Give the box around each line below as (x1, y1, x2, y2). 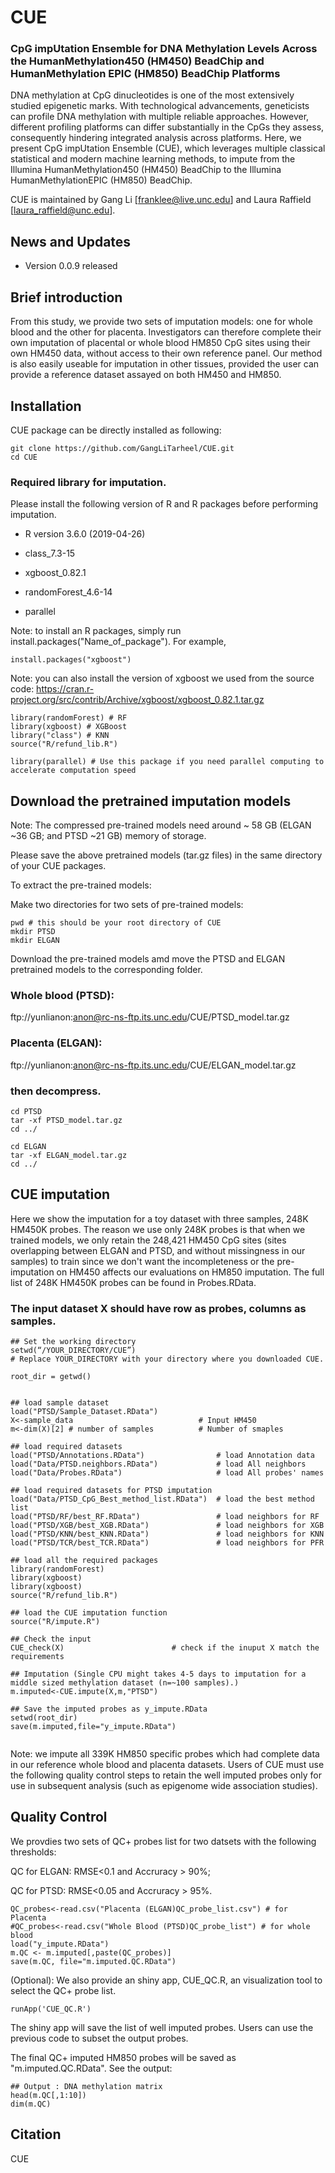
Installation (10, 397, 82, 415)
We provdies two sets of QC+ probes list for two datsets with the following (10, 1835, 317, 1847)
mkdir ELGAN (10, 936, 60, 946)
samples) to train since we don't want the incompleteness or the (10, 1255, 275, 1267)
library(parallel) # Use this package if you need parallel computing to (10, 757, 325, 767)
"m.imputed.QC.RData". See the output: (10, 2062, 173, 2074)
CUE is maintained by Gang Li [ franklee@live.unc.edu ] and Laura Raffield (10, 194, 312, 206)
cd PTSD (10, 1106, 43, 1116)
